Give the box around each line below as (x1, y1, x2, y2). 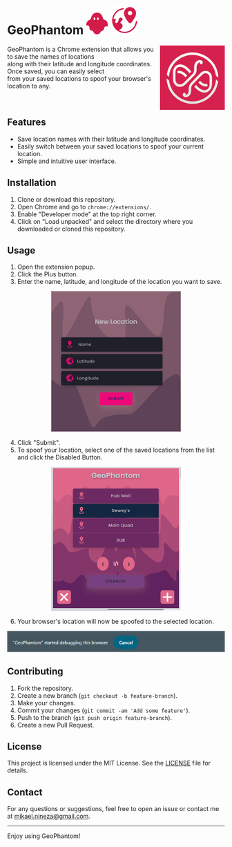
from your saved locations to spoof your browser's (7, 74, 152, 82)
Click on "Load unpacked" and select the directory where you (17, 217, 193, 225)
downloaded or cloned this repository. (17, 225, 126, 233)
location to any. (7, 82, 51, 90)
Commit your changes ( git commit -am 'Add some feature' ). (17, 706, 191, 714)
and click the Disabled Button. (17, 453, 103, 461)
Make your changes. (17, 698, 76, 707)
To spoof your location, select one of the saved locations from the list (17, 446, 215, 454)
